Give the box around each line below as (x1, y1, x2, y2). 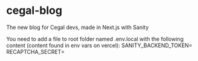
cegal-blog (6, 4, 62, 18)
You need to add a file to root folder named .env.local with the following (6, 35, 184, 42)
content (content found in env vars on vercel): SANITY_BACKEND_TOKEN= (6, 42, 193, 49)
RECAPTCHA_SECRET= (6, 48, 65, 55)
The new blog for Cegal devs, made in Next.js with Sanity (6, 24, 149, 31)
